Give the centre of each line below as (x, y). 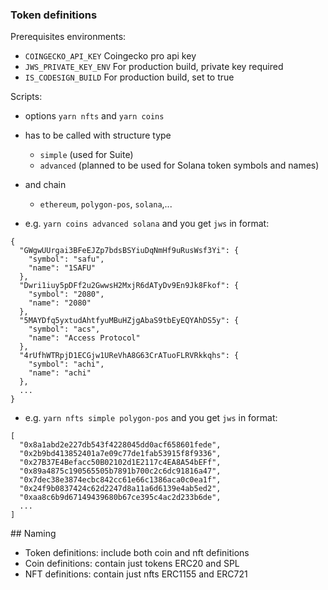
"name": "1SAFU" (62, 268)
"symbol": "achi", (66, 364)
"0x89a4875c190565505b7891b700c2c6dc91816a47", (120, 471)
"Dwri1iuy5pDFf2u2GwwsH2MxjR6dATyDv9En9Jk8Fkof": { (129, 286)
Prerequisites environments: (68, 37)
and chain (45, 185)
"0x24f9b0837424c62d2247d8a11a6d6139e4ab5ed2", (120, 489)
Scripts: (26, 97)
